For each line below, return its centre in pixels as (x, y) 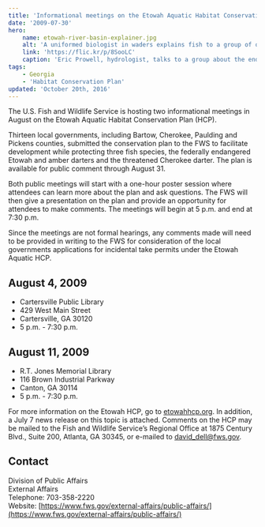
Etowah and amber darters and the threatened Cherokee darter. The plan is (130, 160)
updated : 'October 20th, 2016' (60, 89)
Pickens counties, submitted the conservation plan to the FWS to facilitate (128, 144)
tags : (17, 67)
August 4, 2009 (48, 282)
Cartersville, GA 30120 (56, 319)
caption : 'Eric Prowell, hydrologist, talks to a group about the (134, 60)
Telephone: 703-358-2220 (51, 497)
